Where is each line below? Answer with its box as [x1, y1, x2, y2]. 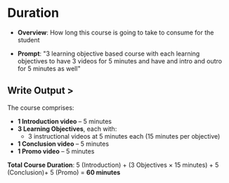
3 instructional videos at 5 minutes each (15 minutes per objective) [27, 132, 221, 140]
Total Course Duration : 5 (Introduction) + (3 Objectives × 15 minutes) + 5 [7, 160, 219, 169]
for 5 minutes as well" [17, 64, 81, 72]
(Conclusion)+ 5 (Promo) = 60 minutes [7, 168, 121, 177]
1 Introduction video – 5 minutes [17, 117, 112, 125]
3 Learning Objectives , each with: [17, 125, 117, 133]
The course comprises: [7, 103, 74, 112]
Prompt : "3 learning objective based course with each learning [17, 49, 200, 58]
